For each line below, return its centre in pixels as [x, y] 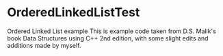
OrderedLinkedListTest [74, 12]
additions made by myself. [44, 45]
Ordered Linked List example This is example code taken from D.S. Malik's [112, 31]
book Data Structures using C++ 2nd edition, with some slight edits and [108, 38]
